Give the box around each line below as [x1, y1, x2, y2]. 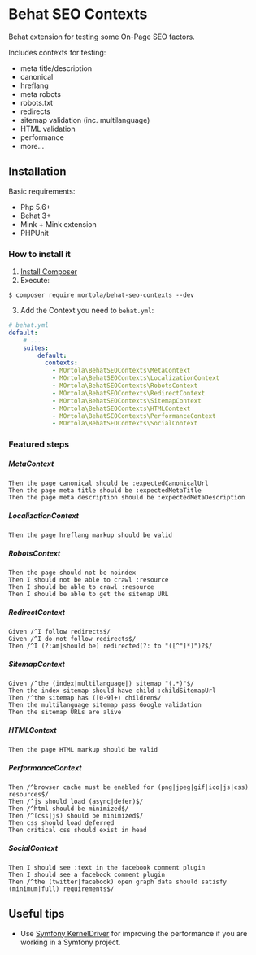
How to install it [8, 248, 72, 259]
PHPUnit [20, 228, 49, 238]
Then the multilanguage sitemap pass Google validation [8, 701, 202, 709]
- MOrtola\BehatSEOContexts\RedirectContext [51, 389, 206, 397]
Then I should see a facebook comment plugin [8, 870, 165, 879]
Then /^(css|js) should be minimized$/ [8, 812, 144, 820]
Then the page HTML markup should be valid [8, 746, 158, 754]
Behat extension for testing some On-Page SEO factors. [8, 32, 195, 41]
